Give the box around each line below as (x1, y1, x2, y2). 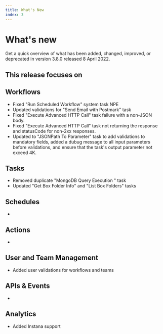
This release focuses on (5, 70, 83, 79)
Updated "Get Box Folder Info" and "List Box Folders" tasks (12, 183, 137, 189)
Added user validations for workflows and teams (12, 267, 114, 273)
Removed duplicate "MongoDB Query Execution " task (12, 177, 127, 183)
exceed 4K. (12, 150, 37, 156)
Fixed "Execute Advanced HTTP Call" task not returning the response (12, 122, 158, 129)
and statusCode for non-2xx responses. (12, 128, 96, 134)
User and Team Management (5, 254, 99, 262)
